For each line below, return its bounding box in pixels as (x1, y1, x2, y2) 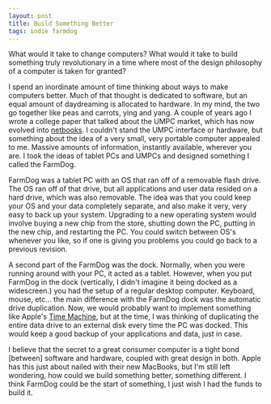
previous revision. (8, 244, 68, 254)
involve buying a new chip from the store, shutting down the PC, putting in (8, 218, 256, 228)
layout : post (8, 11, 53, 20)
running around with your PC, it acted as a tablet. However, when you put (8, 269, 252, 278)
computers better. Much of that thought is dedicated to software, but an (8, 91, 248, 101)
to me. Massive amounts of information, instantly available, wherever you (8, 143, 252, 153)
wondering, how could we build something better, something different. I (8, 371, 247, 380)
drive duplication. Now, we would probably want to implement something (8, 303, 252, 313)
